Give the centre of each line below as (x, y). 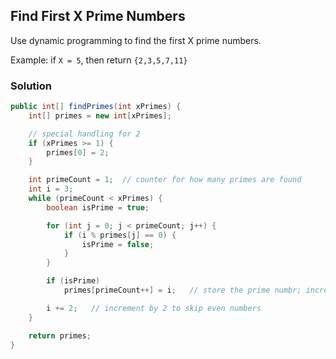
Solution (31, 86)
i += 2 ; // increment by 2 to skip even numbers (154, 308)
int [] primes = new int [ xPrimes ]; (100, 115)
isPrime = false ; (118, 244)
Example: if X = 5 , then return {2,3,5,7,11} (99, 60)
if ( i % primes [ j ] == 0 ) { (120, 235)
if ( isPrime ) (73, 281)
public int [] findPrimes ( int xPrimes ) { (96, 107)
